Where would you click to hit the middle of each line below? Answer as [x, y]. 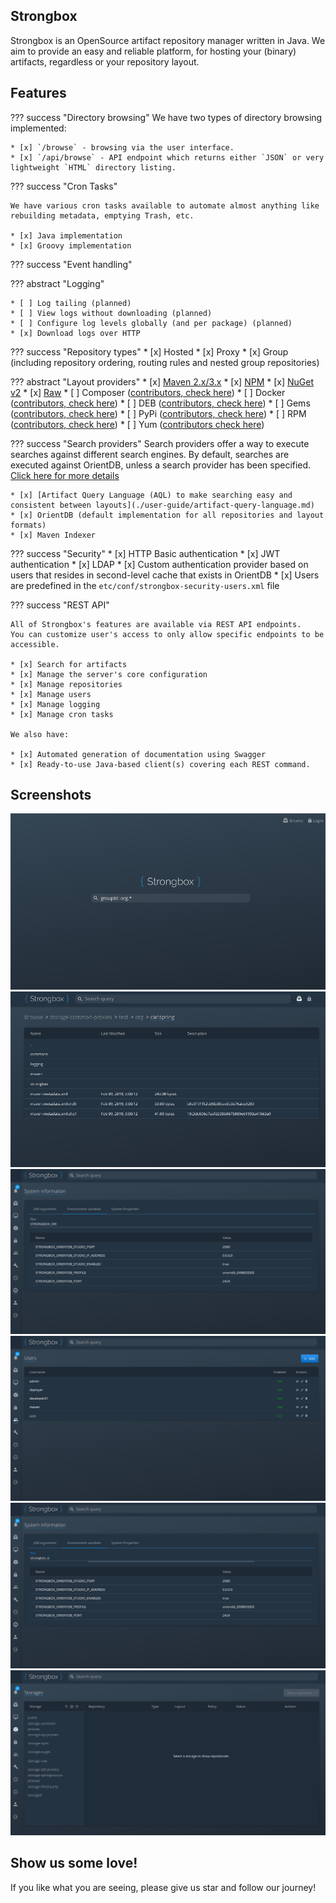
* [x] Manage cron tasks [62, 714]
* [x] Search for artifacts [69, 664]
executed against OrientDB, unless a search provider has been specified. [161, 465]
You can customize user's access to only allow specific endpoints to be [167, 634]
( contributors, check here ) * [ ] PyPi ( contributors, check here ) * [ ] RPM [158, 413]
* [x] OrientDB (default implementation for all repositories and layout [167, 515]
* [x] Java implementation [66, 235]
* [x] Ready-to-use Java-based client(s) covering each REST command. [160, 764]
